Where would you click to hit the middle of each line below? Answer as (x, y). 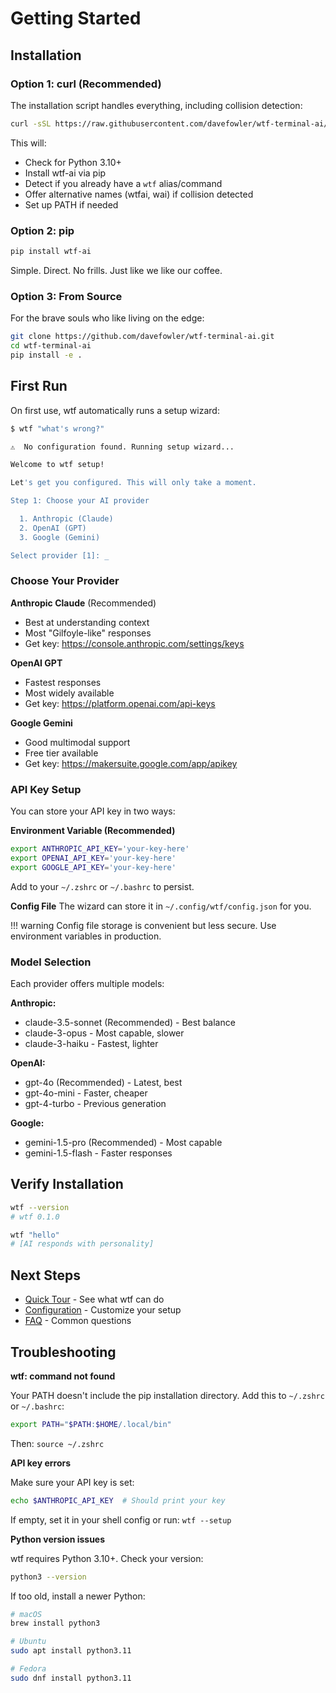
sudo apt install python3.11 (71, 1651)
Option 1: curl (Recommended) (86, 84)
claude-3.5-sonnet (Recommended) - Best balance (130, 1023)
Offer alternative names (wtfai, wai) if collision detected (139, 194)
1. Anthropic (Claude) (66, 519)
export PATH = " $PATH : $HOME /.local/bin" (91, 1424)
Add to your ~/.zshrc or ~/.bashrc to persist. (102, 886)
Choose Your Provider (65, 581)
